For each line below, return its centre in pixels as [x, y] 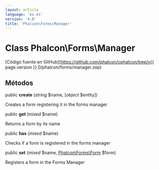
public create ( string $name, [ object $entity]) [52, 95]
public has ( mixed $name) [32, 133]
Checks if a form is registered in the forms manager [58, 143]
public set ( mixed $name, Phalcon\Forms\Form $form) [61, 153]
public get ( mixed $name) [31, 114]
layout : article [22, 10]
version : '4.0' [21, 19]
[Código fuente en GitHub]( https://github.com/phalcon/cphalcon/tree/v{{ [80, 62]
